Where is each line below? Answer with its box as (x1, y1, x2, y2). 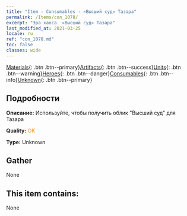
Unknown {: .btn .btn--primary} (17, 76, 93, 83)
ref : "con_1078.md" (6, 36, 55, 42)
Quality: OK (6, 127, 36, 134)
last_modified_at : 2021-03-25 (6, 25, 81, 31)
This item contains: (6, 188, 79, 199)
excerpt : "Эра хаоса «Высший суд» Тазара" (6, 20, 116, 26)
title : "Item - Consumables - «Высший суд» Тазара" (6, 8, 137, 15)
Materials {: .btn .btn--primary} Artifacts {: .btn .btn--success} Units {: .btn (6, 63, 181, 71)
